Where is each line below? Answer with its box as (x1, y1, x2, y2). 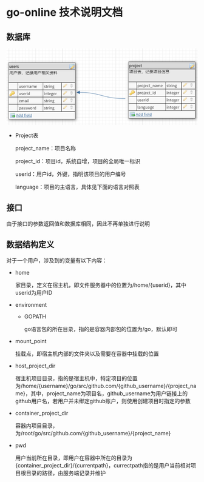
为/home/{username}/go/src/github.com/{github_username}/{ (15, 382, 171, 389)
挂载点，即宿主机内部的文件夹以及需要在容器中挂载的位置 (15, 350, 159, 357)
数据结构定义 (6, 239, 55, 250)
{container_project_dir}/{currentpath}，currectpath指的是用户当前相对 (15, 461, 191, 469)
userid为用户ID (15, 289, 53, 296)
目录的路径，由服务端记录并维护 (25, 469, 106, 477)
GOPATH (24, 313, 47, 320)
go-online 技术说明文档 (6, 5, 123, 19)
